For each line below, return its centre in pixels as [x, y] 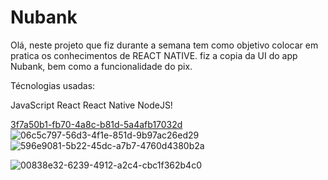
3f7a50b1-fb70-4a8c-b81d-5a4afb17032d [96, 124]
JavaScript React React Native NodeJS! [91, 105]
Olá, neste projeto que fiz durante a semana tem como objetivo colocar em [164, 45]
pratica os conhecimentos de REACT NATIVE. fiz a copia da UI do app [154, 55]
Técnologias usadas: [53, 85]
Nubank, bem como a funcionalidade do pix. [101, 66]
